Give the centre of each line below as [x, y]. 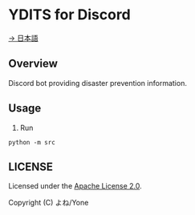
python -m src [32, 142]
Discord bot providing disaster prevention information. [97, 83]
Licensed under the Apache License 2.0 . [75, 186]
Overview [33, 64]
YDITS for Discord [69, 15]
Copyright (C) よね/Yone [49, 203]
